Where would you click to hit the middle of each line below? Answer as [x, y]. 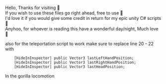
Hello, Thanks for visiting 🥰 [33, 8]
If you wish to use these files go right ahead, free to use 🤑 [64, 13]
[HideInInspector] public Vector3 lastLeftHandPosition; [74, 58]
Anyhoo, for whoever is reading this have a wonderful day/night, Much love [82, 29]
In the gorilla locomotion [30, 76]
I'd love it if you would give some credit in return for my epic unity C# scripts [83, 18]
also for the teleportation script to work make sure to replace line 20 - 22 [79, 44]
